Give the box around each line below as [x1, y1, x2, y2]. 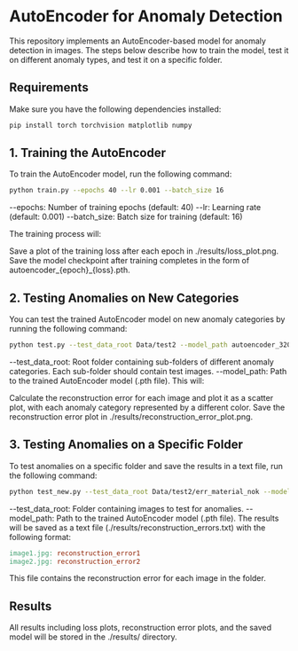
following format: [9, 531, 72, 542]
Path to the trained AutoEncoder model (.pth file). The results [56, 513, 279, 523]
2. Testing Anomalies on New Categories [9, 290, 239, 305]
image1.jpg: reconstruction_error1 [9, 548, 141, 558]
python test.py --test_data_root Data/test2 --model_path [9, 341, 228, 349]
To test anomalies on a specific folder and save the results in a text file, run [9, 460, 284, 471]
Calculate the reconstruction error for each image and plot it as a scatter [9, 393, 273, 403]
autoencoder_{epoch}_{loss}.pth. [9, 264, 130, 276]
